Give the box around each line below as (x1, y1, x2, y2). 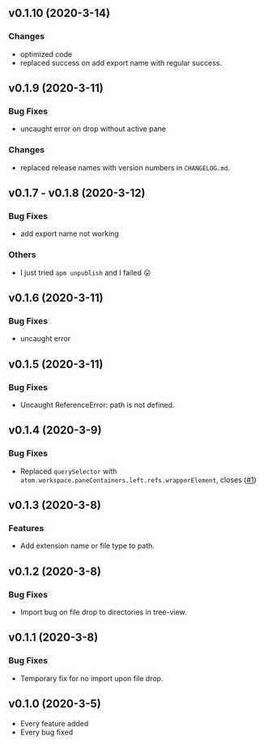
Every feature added (19, 718, 89, 728)
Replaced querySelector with (19, 466, 117, 476)
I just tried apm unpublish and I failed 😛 (19, 268, 151, 277)
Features (8, 523, 45, 534)
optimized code (19, 49, 73, 59)
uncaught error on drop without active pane (19, 124, 166, 134)
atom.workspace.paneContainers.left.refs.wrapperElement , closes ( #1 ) (19, 474, 257, 485)
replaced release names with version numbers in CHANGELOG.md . (19, 162, 231, 173)
